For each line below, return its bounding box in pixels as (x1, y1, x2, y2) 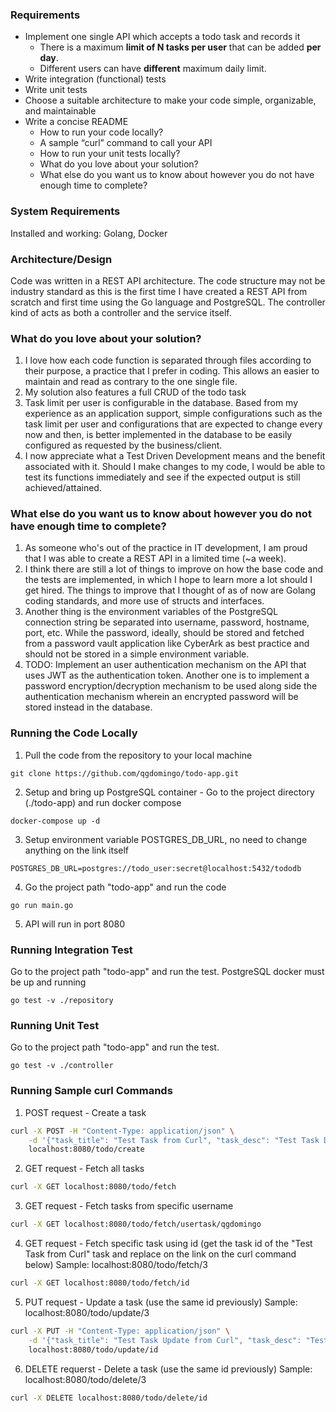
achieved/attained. (24, 482, 102, 494)
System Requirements (10, 204, 121, 218)
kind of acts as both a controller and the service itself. (10, 306, 232, 318)
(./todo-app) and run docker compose (24, 796, 182, 808)
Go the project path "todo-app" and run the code (24, 881, 227, 893)
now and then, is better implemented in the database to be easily (24, 429, 293, 441)
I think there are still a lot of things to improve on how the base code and (24, 563, 323, 575)
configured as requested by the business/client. (24, 439, 223, 452)
